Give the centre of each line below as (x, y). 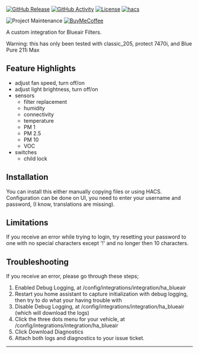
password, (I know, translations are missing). (61, 204)
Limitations (27, 223)
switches (26, 152)
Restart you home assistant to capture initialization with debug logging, (101, 294)
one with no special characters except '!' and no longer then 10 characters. (97, 243)
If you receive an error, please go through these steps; (73, 276)
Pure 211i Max (23, 50)
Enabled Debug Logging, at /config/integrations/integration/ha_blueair (100, 288)
